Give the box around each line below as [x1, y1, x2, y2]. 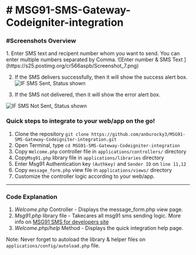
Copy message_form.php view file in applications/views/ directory [14, 166, 172, 173]
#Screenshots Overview [6, 37, 76, 45]
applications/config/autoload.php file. [6, 242, 100, 249]
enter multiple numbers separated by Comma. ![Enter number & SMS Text [6, 56, 183, 63]
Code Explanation [6, 193, 58, 201]
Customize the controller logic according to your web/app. [14, 173, 155, 180]
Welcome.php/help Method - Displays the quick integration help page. [14, 225, 184, 232]
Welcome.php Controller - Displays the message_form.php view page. [14, 206, 183, 213]
